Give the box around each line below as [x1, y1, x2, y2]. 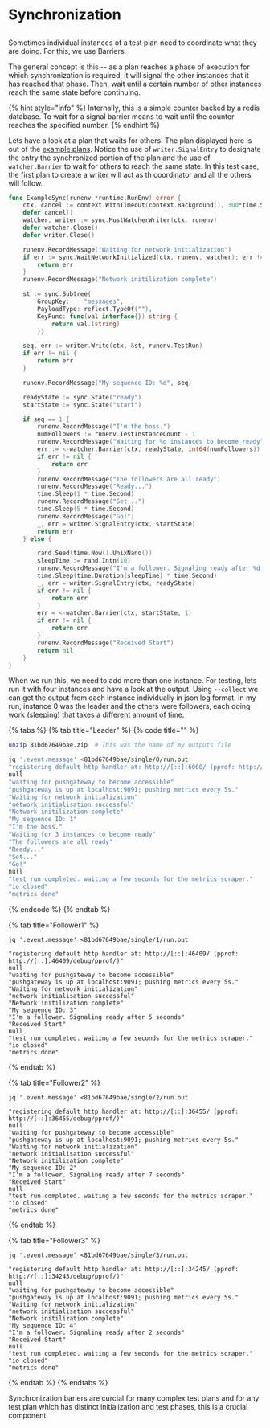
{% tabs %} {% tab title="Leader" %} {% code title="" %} [8, 726, 199, 735]
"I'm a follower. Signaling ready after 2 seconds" [8, 1328, 185, 1336]
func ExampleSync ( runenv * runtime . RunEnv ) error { [8, 194, 182, 202]
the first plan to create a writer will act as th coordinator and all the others [8, 170, 252, 179]
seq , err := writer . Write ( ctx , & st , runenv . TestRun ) [22, 342, 203, 350]
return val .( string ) [51, 320, 121, 328]
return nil [37, 646, 74, 654]
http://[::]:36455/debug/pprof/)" [8, 1115, 125, 1123]
